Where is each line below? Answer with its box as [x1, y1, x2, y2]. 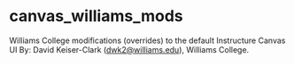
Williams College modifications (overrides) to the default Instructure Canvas [9, 35, 286, 46]
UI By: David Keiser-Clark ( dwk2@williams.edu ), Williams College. [9, 44, 250, 54]
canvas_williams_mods [9, 6, 183, 26]
